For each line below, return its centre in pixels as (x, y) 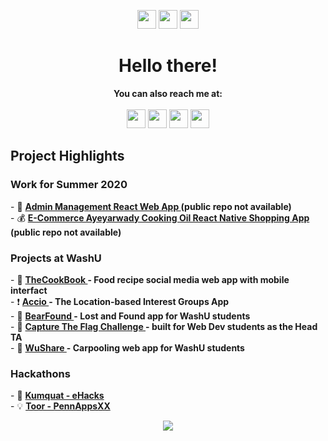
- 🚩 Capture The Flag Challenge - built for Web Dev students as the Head (164, 326)
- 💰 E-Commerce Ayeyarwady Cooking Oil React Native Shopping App (160, 217)
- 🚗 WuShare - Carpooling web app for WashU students (127, 347)
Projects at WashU (56, 258)
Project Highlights (67, 156)
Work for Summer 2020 (69, 185)
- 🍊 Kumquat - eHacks (57, 396)
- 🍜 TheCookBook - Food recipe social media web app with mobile (150, 279)
